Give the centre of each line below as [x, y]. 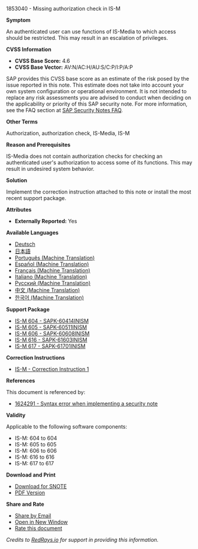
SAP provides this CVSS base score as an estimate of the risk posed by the [98, 79]
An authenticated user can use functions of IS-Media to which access [91, 31]
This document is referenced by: [46, 392]
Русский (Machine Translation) [53, 283]
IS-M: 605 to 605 [35, 444]
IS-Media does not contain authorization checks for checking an [84, 156]
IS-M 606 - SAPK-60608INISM [52, 334]
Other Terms [22, 122]
